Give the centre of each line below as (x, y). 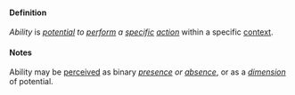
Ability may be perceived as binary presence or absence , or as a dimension (148, 72)
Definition (28, 12)
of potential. (31, 82)
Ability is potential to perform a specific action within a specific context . (141, 32)
